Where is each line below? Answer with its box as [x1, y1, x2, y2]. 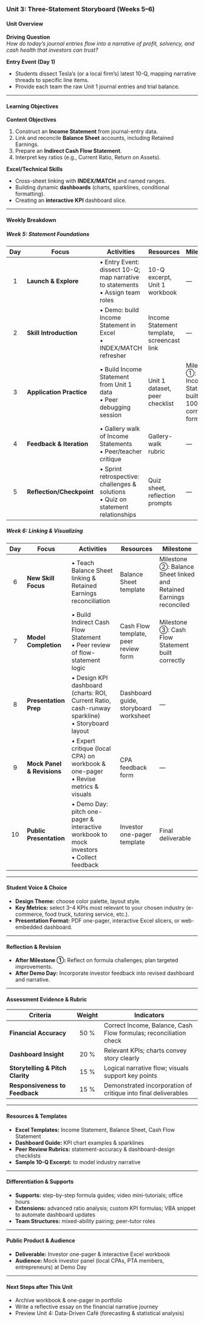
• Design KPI [71, 673, 108, 682]
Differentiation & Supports [6, 1178, 74, 1185]
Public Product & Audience [6, 1237, 76, 1244]
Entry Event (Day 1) [6, 58, 56, 66]
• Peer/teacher [99, 447, 142, 455]
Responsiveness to [9, 1081, 66, 1090]
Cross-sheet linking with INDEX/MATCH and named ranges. [15, 177, 166, 184]
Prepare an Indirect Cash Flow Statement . [15, 147, 123, 155]
